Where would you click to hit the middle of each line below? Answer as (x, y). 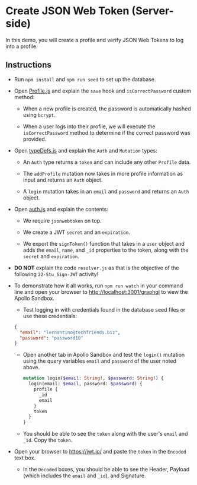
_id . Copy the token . (48, 440)
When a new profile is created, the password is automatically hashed (107, 109)
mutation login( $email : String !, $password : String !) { (93, 378)
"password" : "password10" (51, 338)
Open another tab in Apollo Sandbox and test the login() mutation (104, 355)
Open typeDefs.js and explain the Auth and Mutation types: (86, 150)
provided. (35, 139)
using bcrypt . (39, 115)
